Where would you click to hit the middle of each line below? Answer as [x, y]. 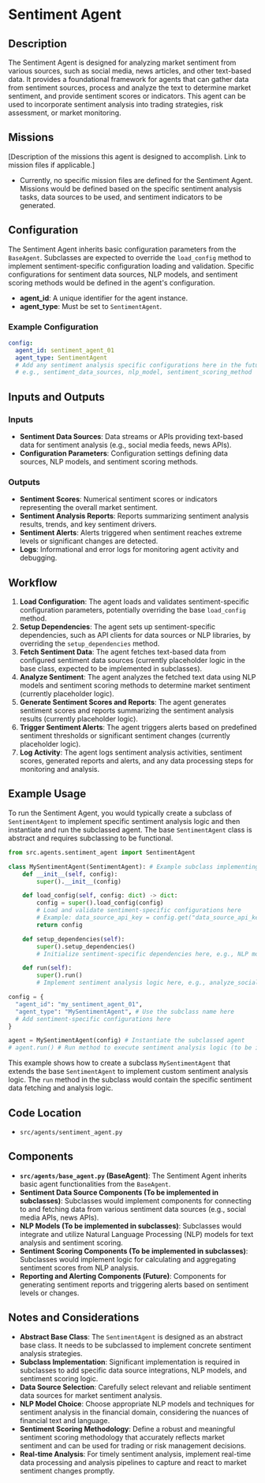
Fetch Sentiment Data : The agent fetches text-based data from [123, 652]
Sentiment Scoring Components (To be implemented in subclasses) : [134, 1250]
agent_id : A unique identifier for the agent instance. [103, 298]
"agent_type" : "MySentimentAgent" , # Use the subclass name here [125, 1012]
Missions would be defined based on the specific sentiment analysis [131, 188]
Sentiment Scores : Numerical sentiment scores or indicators [119, 499]
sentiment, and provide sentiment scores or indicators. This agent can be [127, 96]
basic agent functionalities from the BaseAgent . [95, 1183]
